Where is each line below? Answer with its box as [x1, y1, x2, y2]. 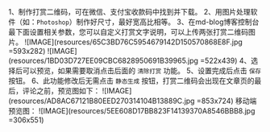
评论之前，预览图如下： [22, 86, 101, 95]
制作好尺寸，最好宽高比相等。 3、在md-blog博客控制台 [76, 17, 260, 27]
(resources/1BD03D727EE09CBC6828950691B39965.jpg [8, 56, 199, 65]
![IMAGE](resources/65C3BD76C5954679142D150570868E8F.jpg [23, 37, 243, 47]
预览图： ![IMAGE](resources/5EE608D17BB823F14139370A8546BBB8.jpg [8, 106, 255, 115]
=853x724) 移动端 [196, 96, 257, 105]
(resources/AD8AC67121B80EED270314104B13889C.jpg [8, 96, 195, 105]
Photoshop [36, 19, 70, 27]
